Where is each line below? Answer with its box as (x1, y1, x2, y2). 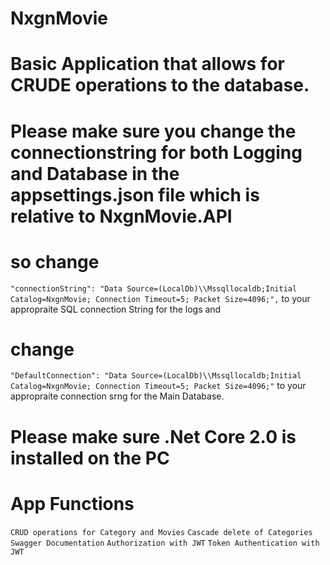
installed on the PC (10, 447, 170, 469)
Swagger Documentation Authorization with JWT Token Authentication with (10, 538, 320, 548)
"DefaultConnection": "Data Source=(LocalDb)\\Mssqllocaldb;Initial (10, 371, 302, 381)
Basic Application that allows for (10, 53, 285, 76)
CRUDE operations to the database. (10, 74, 310, 97)
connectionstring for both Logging (10, 141, 303, 164)
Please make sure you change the (10, 120, 297, 142)
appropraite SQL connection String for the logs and (10, 303, 222, 315)
